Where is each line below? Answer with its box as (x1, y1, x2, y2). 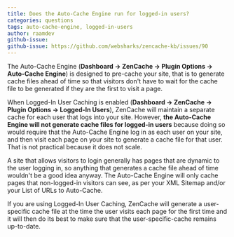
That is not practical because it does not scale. (7, 143, 142, 151)
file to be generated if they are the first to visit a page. (7, 85, 163, 93)
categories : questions (7, 17, 74, 24)
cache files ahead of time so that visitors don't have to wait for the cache (7, 77, 219, 85)
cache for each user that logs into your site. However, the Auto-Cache (7, 113, 212, 121)
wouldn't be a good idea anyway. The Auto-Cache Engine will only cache (7, 171, 219, 180)
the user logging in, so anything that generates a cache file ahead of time (7, 164, 219, 172)
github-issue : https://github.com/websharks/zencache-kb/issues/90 (7, 43, 209, 50)
